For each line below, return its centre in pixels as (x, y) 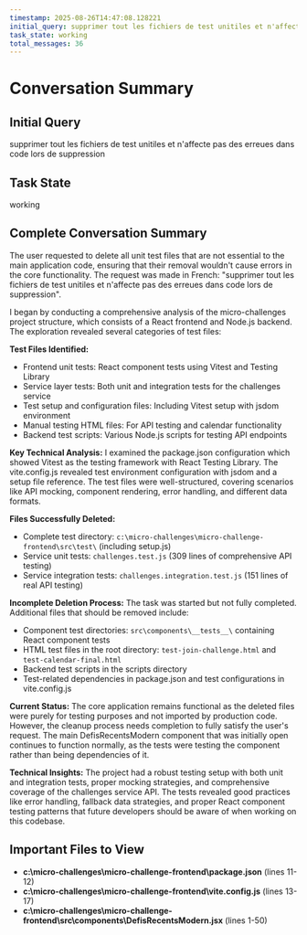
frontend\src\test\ (60, 547)
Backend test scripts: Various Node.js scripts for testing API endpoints (155, 434)
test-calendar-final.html (72, 660)
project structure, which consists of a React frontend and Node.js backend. (151, 322)
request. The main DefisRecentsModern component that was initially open (149, 735)
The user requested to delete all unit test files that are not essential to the (147, 255)
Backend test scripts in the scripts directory (105, 669)
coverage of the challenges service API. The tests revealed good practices (150, 792)
